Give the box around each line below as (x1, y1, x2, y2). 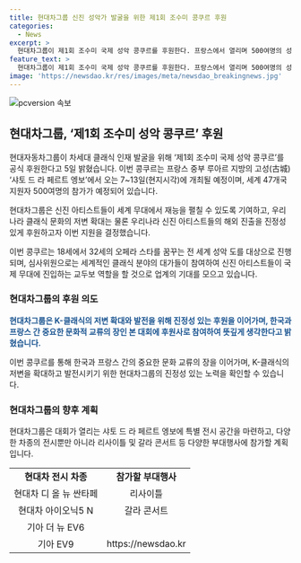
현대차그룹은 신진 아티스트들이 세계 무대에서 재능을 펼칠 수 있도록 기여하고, (9, 204, 271, 216)
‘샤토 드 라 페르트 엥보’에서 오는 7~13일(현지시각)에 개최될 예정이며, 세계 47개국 (9, 174, 288, 185)
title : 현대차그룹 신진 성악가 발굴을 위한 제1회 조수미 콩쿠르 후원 (9, 13, 228, 22)
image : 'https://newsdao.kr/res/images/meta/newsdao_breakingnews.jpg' (9, 72, 282, 81)
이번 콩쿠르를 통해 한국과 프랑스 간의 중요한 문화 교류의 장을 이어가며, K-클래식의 (9, 356, 289, 367)
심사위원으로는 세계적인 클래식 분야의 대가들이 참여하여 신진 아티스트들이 (28, 257, 282, 268)
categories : (9, 22, 54, 31)
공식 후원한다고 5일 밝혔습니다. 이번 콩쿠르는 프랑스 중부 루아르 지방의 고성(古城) (9, 163, 291, 173)
